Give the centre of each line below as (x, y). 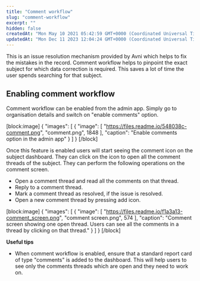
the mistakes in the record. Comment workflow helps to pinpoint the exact (97, 63)
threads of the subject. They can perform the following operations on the (96, 163)
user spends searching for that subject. (54, 75)
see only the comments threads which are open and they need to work (101, 266)
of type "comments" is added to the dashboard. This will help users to (101, 260)
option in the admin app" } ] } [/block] (52, 139)
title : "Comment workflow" (40, 12)
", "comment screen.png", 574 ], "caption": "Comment (126, 217)
